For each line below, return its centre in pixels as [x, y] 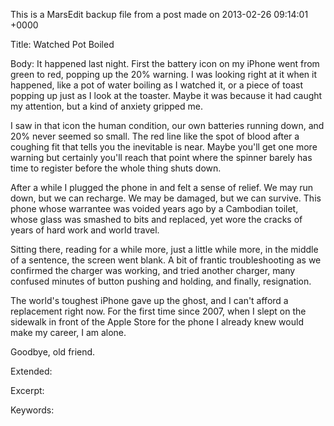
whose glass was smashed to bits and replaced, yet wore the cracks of [156, 219]
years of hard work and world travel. [85, 230]
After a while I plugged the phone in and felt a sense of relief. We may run [162, 187]
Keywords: [32, 410]
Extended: [31, 371]
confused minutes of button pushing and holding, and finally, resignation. [161, 281]
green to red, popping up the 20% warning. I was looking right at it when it [164, 74]
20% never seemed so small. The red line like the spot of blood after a [155, 136]
